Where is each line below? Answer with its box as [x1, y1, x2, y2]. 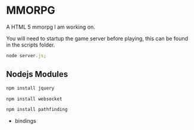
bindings [14, 117, 37, 125]
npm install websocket [6, 96, 62, 102]
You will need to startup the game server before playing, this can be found [6, 35, 189, 42]
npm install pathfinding [6, 107, 68, 113]
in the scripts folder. [6, 41, 55, 48]
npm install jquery [6, 85, 55, 91]
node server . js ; [6, 52, 46, 58]
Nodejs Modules [6, 69, 68, 79]
